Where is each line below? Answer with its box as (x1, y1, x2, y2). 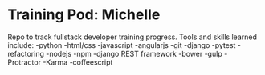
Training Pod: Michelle (7, 6, 161, 24)
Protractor (7, 57, 42, 67)
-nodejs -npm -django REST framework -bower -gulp (46, 49, 222, 58)
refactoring (7, 49, 45, 58)
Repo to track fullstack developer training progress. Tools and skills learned (7, 32, 258, 41)
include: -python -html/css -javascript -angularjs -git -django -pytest (7, 40, 236, 49)
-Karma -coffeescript (43, 57, 113, 67)
